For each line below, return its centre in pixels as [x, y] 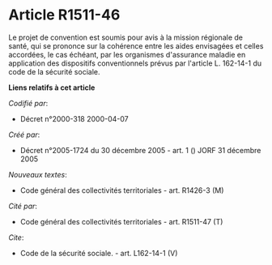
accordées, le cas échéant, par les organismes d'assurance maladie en [127, 54]
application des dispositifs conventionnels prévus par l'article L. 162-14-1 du [135, 63]
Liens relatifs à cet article [52, 88]
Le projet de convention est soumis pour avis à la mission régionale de [125, 37]
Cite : [16, 237]
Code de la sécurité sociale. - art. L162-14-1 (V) [99, 253]
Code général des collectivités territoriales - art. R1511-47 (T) [121, 221]
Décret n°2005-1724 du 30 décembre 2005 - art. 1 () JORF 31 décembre [140, 150]
